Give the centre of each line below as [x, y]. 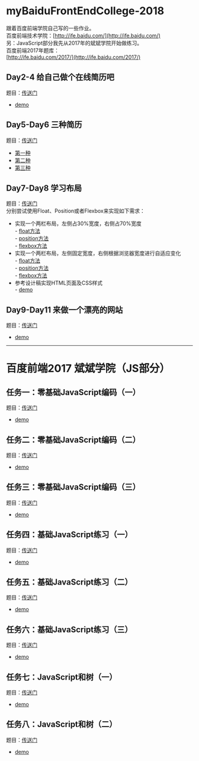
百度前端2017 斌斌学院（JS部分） [88, 369]
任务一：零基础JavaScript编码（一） [73, 392]
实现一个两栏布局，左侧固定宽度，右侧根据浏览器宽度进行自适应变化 [98, 253]
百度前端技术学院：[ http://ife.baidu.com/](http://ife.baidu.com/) [84, 35]
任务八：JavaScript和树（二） [62, 724]
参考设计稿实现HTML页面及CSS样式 [58, 283]
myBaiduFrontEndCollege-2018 [85, 11]
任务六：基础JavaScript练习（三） [70, 629]
